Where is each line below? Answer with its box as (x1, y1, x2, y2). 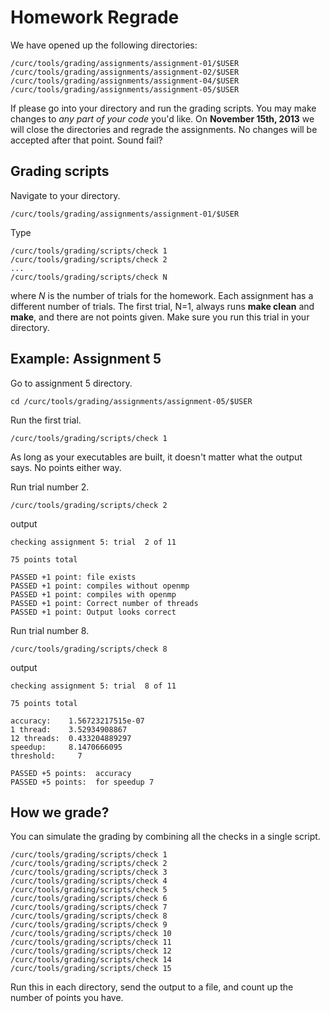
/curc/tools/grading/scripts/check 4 (10, 876, 168, 886)
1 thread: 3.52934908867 (10, 724, 128, 735)
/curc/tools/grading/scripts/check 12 (10, 946, 172, 956)
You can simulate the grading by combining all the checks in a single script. (10, 831, 321, 843)
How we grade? (10, 804, 110, 821)
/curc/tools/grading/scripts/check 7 (10, 902, 168, 913)
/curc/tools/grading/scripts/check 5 (10, 885, 168, 895)
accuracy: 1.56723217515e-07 (10, 716, 145, 726)
